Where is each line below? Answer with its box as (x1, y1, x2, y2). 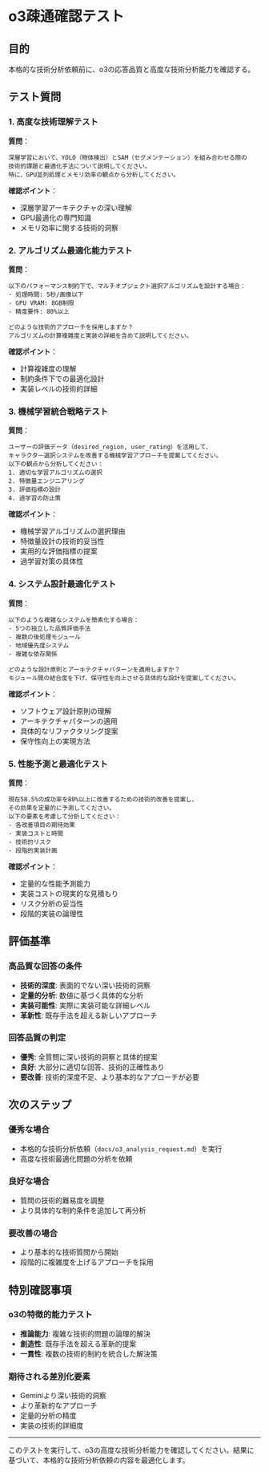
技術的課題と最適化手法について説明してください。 (8, 162, 151, 170)
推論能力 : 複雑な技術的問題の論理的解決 (19, 1328, 151, 1338)
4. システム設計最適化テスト (8, 578, 117, 590)
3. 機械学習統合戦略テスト (8, 406, 109, 417)
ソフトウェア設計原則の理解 (19, 706, 112, 716)
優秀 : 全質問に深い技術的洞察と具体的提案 (19, 1052, 158, 1061)
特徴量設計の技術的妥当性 (19, 537, 105, 546)
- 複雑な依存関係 (8, 650, 58, 658)
